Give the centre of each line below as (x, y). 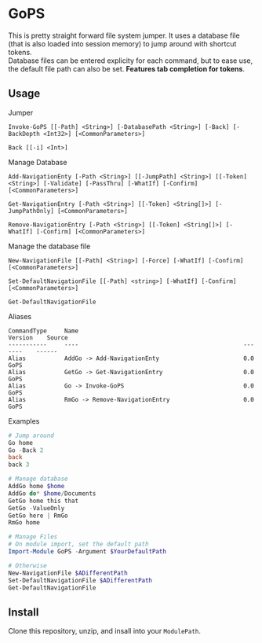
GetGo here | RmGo (38, 516)
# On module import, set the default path (78, 544)
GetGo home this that (44, 501)
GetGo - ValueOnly (36, 508)
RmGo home (24, 523)
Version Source (38, 338)
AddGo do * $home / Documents (52, 493)
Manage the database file (49, 246)
